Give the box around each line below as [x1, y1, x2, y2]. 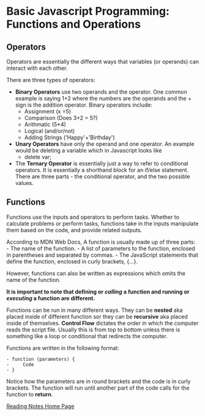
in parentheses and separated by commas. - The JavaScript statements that [6, 251, 199, 259]
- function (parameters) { [6, 356, 75, 362]
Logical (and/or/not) [24, 127, 75, 134]
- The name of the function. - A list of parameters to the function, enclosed [6, 244, 196, 252]
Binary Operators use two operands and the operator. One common [15, 88, 188, 96]
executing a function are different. [6, 294, 95, 301]
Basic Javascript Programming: [6, 4, 170, 18]
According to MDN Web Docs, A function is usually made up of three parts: [6, 238, 196, 246]
